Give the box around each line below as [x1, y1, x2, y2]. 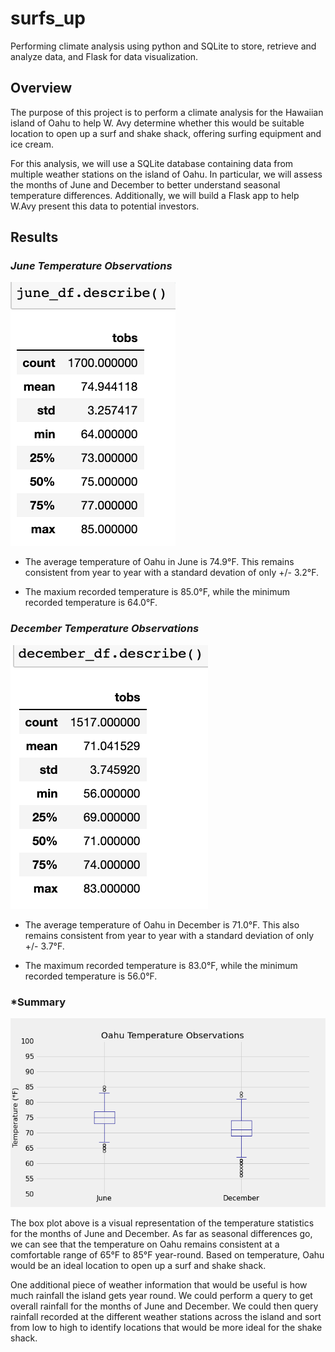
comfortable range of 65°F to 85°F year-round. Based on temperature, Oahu [10, 1249, 325, 1261]
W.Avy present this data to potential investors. [10, 200, 200, 212]
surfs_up [10, 7, 86, 30]
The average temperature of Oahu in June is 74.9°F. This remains [24, 556, 295, 568]
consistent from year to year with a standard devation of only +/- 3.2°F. [24, 567, 320, 579]
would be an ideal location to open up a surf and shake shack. [10, 1260, 267, 1272]
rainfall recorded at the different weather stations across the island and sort [10, 1311, 322, 1323]
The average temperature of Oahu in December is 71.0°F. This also [24, 918, 300, 931]
